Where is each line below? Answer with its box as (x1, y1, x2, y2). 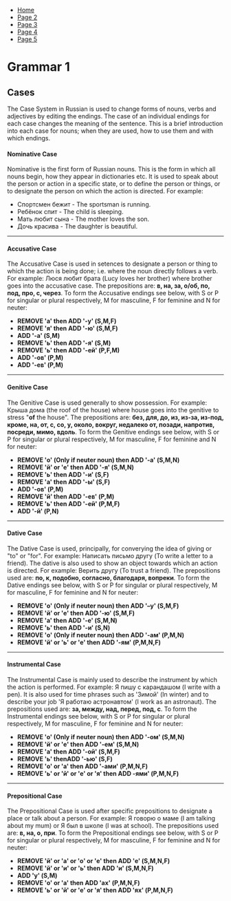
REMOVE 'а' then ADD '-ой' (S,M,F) (16, 748, 120, 756)
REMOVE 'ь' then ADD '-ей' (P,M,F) (16, 499, 120, 508)
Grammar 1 (7, 59, 70, 75)
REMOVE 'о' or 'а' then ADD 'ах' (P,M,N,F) (16, 879, 140, 887)
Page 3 (16, 21, 38, 28)
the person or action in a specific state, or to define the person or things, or (7, 180, 221, 188)
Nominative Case (7, 149, 58, 158)
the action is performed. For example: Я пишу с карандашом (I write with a (7, 683, 221, 691)
